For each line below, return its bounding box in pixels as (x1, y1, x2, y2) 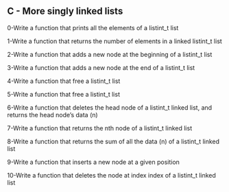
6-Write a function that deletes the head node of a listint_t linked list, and (7, 103, 213, 112)
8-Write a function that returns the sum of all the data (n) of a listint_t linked (7, 137, 220, 145)
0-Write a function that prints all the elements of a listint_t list (7, 23, 179, 32)
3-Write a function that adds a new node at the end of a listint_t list (7, 63, 195, 71)
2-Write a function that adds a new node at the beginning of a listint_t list (7, 50, 213, 58)
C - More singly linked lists (7, 5, 123, 17)
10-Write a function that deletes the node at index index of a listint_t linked (7, 171, 216, 179)
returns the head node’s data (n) (7, 110, 98, 119)
